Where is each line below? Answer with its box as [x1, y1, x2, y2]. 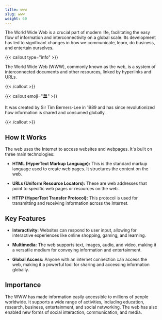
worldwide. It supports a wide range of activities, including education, [5, 299, 145, 304]
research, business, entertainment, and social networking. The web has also [5, 304, 158, 310]
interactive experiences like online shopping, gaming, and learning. [12, 232, 146, 238]
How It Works [5, 133, 47, 142]
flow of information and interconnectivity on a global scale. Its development [5, 35, 156, 40]
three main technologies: [5, 151, 55, 157]
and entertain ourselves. [5, 45, 54, 51]
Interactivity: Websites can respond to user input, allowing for [12, 227, 137, 233]
